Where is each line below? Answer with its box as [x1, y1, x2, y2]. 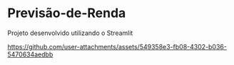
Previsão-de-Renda [7, 5, 126, 21]
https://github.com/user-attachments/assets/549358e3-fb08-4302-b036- [7, 42, 227, 51]
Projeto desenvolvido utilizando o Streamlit [7, 29, 133, 37]
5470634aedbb [7, 50, 54, 59]
